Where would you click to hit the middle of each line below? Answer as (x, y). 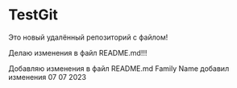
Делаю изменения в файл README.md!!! (78, 52)
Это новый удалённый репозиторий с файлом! (88, 37)
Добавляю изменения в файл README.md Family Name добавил (119, 68)
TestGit (33, 15)
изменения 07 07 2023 (48, 77)
